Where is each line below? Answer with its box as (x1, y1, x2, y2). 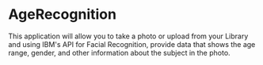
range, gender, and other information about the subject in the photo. (8, 48, 231, 57)
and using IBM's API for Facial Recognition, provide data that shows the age (8, 39, 256, 49)
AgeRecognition (8, 5, 117, 23)
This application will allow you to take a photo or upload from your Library (8, 31, 249, 41)
